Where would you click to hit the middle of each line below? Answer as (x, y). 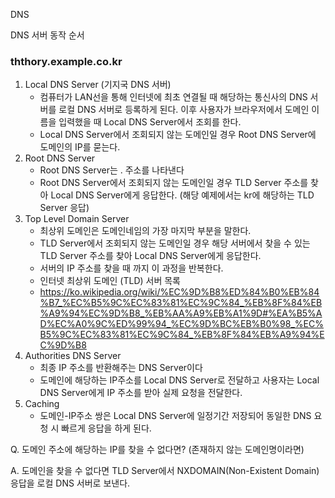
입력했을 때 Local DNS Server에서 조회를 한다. (150, 122)
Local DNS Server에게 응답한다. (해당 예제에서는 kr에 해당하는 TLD (182, 195)
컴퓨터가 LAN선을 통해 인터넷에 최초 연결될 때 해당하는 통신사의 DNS (173, 97)
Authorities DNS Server (73, 356)
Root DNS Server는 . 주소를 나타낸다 (112, 170)
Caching (42, 404)
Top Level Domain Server (77, 219)
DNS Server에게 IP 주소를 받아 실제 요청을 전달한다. (141, 393)
